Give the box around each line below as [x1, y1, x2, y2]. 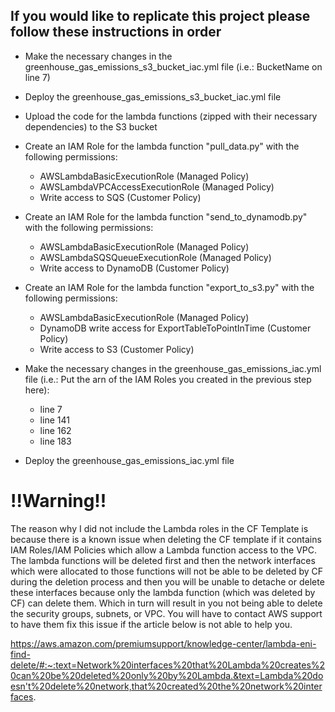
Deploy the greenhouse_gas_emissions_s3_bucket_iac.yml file [24, 90, 282, 103]
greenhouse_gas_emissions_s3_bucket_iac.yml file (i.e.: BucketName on [24, 60, 323, 73]
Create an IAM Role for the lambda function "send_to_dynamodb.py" [24, 210, 308, 223]
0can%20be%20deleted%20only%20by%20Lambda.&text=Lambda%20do [10, 669, 324, 681]
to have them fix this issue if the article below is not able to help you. [10, 618, 293, 630]
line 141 [39, 414, 70, 426]
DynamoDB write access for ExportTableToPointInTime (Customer [39, 322, 312, 334]
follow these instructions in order [10, 24, 222, 41]
